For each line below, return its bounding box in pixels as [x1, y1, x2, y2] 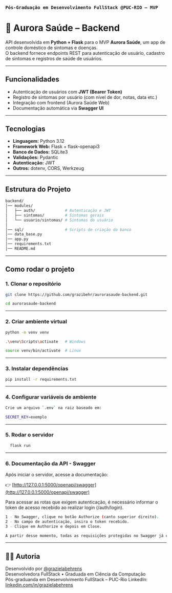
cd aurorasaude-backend [5, 301, 56, 306]
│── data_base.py [5, 232, 42, 237]
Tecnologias [5, 125, 46, 134]
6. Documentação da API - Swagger [5, 460, 96, 467]
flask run [10, 443, 31, 448]
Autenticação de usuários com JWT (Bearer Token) [12, 89, 122, 95]
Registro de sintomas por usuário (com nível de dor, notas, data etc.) [12, 94, 158, 100]
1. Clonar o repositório [5, 280, 61, 288]
